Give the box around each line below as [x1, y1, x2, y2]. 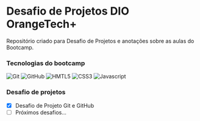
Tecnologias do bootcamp [6, 59, 85, 67]
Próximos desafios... [15, 108, 67, 116]
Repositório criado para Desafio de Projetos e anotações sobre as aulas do [6, 37, 195, 44]
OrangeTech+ [6, 17, 77, 31]
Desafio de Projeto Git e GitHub [15, 102, 95, 109]
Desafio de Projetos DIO [6, 4, 129, 18]
